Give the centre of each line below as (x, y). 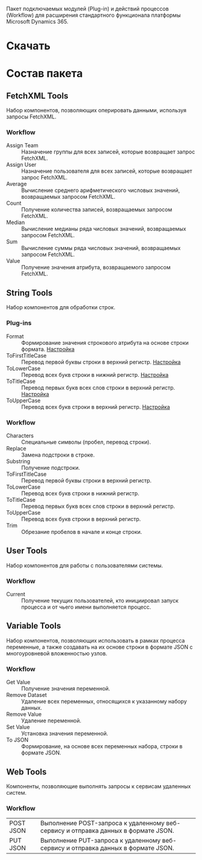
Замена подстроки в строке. (58, 455)
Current (16, 594)
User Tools (27, 551)
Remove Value (24, 714)
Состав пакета (44, 73)
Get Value (18, 682)
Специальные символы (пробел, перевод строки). (86, 442)
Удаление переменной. (51, 720)
